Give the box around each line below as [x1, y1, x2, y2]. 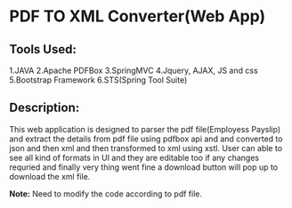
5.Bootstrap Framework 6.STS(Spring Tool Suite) [9, 75, 188, 85]
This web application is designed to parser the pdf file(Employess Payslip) [9, 124, 281, 134]
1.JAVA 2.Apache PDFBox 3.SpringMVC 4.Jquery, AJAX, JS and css [9, 65, 258, 76]
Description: [9, 100, 80, 116]
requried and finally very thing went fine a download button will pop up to [9, 162, 279, 172]
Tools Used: [9, 42, 77, 57]
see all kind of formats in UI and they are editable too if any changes [9, 152, 260, 163]
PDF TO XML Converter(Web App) [9, 6, 266, 27]
